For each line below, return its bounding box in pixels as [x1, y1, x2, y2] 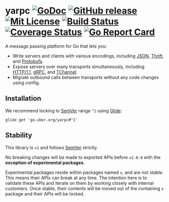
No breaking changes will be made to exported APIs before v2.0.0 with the [5, 154, 161, 160]
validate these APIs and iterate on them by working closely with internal [5, 180, 154, 186]
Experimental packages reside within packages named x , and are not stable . [5, 169, 164, 175]
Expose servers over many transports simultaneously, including [12, 63, 145, 70]
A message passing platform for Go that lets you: [5, 43, 107, 49]
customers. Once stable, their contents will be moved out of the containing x [5, 185, 164, 191]
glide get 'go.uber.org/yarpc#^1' [5, 117, 78, 122]
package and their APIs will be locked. [5, 190, 85, 196]
